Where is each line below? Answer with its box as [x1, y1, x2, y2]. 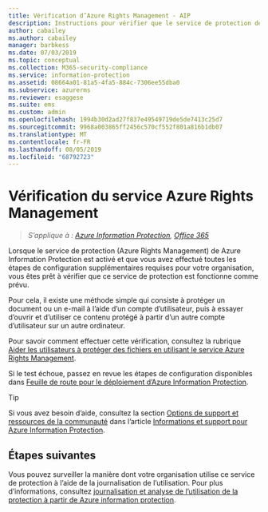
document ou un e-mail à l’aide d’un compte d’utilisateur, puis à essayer [8, 304, 244, 314]
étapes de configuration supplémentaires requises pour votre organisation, [8, 263, 254, 272]
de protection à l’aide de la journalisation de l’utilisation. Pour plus [8, 478, 223, 487]
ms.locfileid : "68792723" [8, 153, 94, 161]
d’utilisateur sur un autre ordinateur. [8, 321, 126, 331]
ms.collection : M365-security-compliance [8, 64, 148, 72]
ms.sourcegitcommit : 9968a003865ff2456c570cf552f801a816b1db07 [8, 123, 223, 131]
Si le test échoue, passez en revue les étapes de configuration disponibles [8, 369, 253, 379]
